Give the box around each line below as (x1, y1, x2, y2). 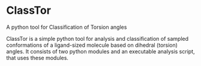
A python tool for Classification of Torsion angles (6, 23, 127, 31)
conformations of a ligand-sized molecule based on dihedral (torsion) (6, 41, 178, 49)
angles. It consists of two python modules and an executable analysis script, (6, 47, 195, 55)
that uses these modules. (6, 54, 69, 61)
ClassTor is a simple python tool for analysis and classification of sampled (6, 35, 189, 42)
